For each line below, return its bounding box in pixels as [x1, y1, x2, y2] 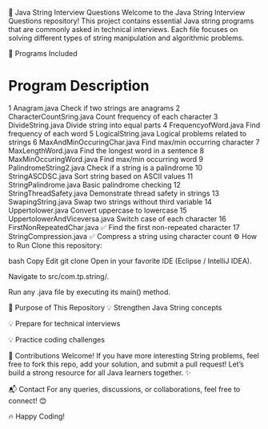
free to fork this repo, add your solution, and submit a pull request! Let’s [8, 359, 244, 369]
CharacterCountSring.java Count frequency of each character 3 [8, 111, 218, 121]
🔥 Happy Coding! [8, 411, 66, 421]
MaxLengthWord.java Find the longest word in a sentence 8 [8, 145, 205, 156]
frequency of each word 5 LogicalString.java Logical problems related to [8, 128, 246, 138]
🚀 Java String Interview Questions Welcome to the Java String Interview [8, 8, 246, 17]
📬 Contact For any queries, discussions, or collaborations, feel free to [8, 384, 241, 394]
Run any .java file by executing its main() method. [8, 287, 170, 297]
